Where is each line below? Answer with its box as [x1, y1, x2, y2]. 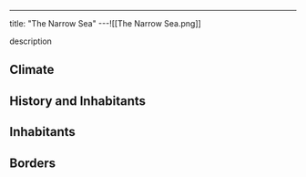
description [9, 36, 53, 47]
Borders [9, 155, 56, 171]
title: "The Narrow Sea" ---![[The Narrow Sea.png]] [9, 18, 202, 28]
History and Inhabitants [9, 93, 146, 109]
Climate [9, 62, 55, 78]
